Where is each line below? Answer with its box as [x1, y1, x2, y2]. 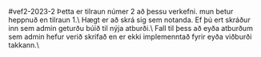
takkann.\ [8, 40, 40, 50]
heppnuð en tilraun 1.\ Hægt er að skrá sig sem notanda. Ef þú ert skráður [8, 15, 251, 25]
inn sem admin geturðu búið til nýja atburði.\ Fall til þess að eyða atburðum [8, 24, 254, 32]
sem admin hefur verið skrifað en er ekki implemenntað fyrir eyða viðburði [8, 32, 252, 41]
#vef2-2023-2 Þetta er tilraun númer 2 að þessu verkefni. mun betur [8, 7, 234, 16]
